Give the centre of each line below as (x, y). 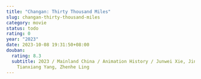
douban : (16, 50)
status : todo (22, 28)
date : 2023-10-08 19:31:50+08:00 (48, 45)
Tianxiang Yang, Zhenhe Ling (53, 67)
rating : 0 (19, 34)
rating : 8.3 (27, 56)
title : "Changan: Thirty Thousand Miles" (59, 12)
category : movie (26, 23)
